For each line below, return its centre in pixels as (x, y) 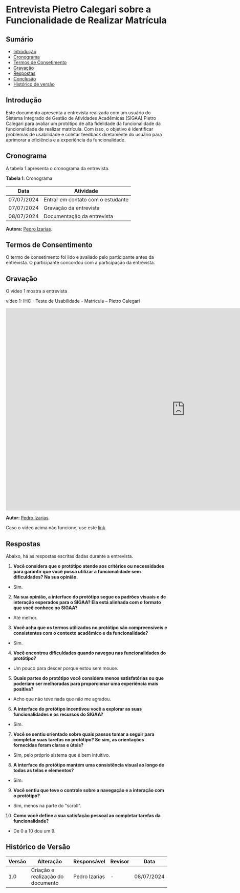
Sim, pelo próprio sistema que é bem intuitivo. (62, 755)
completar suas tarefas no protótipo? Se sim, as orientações (79, 740)
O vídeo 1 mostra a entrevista (37, 291)
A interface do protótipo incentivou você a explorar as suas (78, 709)
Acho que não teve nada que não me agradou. (62, 699)
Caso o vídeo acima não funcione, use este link (56, 528)
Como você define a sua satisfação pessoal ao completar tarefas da (87, 816)
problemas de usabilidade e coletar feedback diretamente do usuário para (84, 134)
